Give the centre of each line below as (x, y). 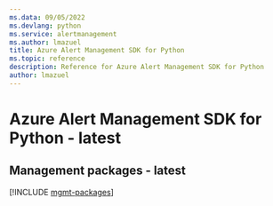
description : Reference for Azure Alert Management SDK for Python (137, 67)
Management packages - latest (98, 171)
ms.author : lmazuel (45, 42)
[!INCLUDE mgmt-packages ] (61, 192)
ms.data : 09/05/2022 (48, 17)
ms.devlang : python (45, 26)
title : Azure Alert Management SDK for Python (97, 51)
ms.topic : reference (48, 59)
